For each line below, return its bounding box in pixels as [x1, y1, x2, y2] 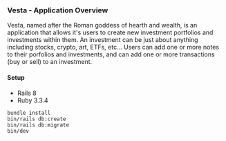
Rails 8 [17, 89, 37, 97]
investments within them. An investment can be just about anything [7, 36, 198, 44]
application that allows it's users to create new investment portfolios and [7, 28, 214, 36]
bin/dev [7, 127, 30, 134]
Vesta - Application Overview [7, 6, 109, 15]
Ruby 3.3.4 [17, 96, 48, 105]
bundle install [7, 109, 51, 116]
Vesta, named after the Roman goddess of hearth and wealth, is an [7, 21, 198, 30]
